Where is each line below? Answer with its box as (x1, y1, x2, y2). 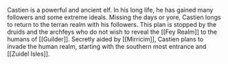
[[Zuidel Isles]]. (7, 50, 50, 58)
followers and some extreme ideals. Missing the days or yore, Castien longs (7, 13, 221, 21)
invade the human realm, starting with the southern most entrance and (7, 43, 207, 50)
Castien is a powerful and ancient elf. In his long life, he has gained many (7, 6, 214, 14)
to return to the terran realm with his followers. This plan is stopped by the (7, 21, 217, 28)
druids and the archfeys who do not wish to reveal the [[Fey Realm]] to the (7, 28, 218, 36)
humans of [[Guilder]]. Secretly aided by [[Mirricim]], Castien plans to (7, 35, 204, 43)
